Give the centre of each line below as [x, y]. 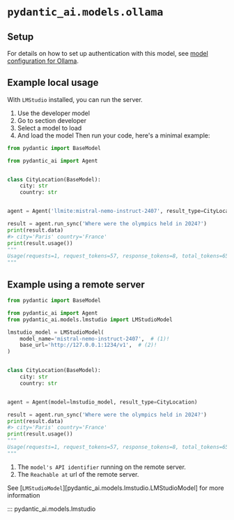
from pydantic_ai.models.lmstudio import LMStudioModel [90, 320]
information [24, 495]
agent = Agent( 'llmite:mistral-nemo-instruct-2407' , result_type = [106, 211]
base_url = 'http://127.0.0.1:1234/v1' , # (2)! [88, 345]
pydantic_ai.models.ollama [85, 12]
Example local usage [53, 83]
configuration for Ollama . [43, 61]
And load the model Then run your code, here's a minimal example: [114, 135]
